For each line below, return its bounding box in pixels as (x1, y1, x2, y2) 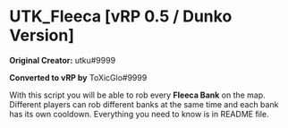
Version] (9, 25, 74, 46)
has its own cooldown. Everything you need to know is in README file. (9, 108, 270, 119)
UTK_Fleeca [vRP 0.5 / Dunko (9, 6, 233, 27)
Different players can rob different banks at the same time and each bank (9, 98, 279, 109)
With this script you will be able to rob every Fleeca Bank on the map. (9, 90, 266, 100)
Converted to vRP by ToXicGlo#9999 (9, 72, 148, 82)
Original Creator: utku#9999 (9, 55, 116, 65)
